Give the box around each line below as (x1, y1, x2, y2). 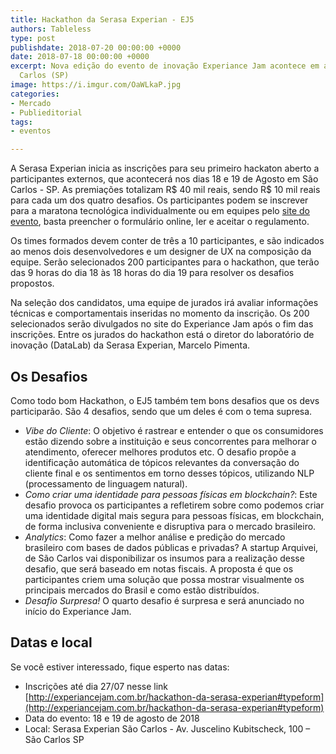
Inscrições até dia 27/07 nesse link (24, 680, 169, 692)
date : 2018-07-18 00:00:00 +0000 (10, 52, 150, 62)
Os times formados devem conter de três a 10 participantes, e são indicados (10, 235, 325, 247)
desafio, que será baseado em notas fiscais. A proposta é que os (24, 562, 294, 575)
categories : (10, 89, 60, 99)
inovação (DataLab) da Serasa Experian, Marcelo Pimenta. (10, 339, 251, 351)
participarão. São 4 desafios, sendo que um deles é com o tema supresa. (10, 405, 313, 417)
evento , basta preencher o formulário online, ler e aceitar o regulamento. (10, 216, 310, 228)
